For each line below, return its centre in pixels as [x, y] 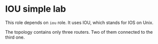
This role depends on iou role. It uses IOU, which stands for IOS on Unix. [79, 22]
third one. [15, 37]
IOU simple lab [36, 9]
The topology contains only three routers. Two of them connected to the [79, 32]
